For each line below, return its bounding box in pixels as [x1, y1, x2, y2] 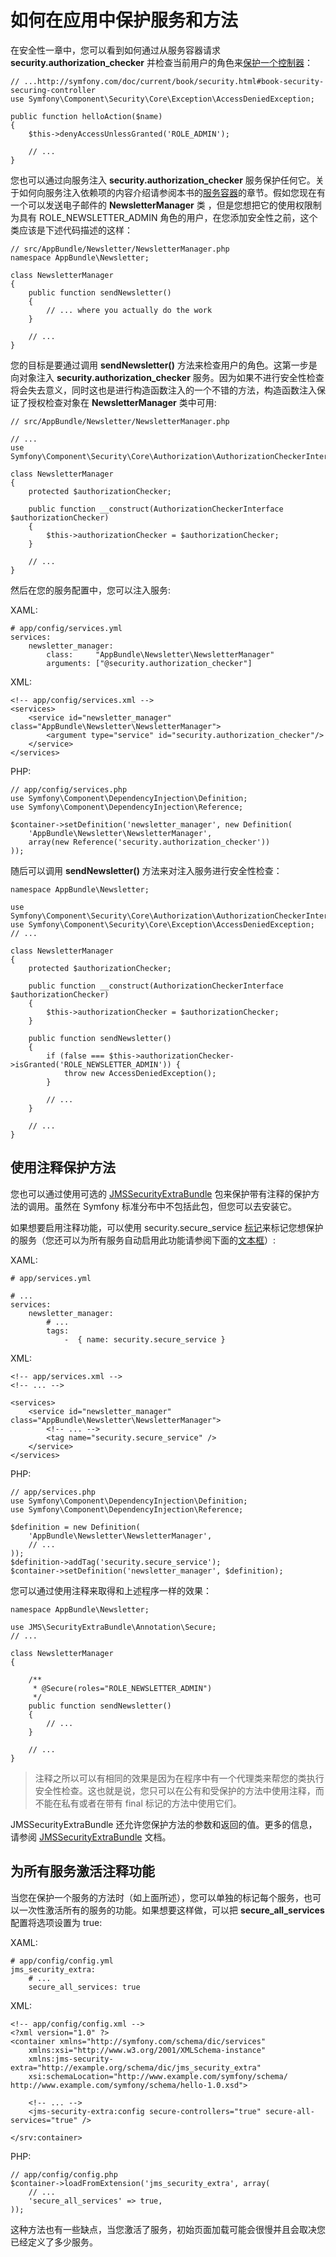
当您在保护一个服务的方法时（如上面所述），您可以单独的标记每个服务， [10, 1891, 304, 1903]
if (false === [46, 1051, 105, 1061]
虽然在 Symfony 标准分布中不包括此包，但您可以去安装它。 [53, 1200, 298, 1212]
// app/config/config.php [10, 2169, 118, 2180]
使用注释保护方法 [10, 1159, 116, 1176]
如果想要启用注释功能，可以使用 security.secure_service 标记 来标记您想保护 [10, 1221, 324, 1233]
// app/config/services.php [10, 784, 128, 795]
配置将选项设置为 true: [10, 1916, 103, 1928]
